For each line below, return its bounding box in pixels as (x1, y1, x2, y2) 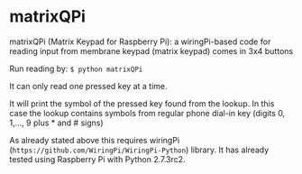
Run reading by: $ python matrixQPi (9, 63, 143, 74)
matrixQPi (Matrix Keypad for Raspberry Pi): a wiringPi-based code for (9, 36, 271, 47)
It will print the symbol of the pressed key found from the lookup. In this (9, 97, 275, 109)
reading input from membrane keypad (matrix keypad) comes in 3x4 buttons (9, 45, 294, 56)
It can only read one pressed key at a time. (9, 80, 168, 91)
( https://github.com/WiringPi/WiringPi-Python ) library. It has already (9, 144, 270, 155)
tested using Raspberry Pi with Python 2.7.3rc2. (9, 153, 187, 164)
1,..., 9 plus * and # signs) (9, 117, 104, 128)
